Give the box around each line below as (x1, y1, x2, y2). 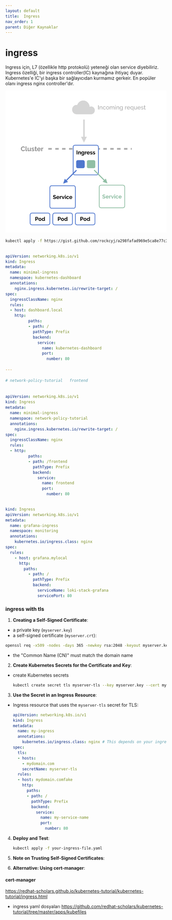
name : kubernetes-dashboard (41, 345, 102, 351)
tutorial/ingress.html (5, 893, 48, 899)
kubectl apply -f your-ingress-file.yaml (12, 846, 103, 851)
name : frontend (41, 481, 74, 486)
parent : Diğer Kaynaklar (5, 25, 58, 30)
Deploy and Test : (12, 835, 50, 842)
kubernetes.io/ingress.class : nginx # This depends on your (22, 740, 153, 745)
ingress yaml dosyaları (12, 904, 60, 910)
